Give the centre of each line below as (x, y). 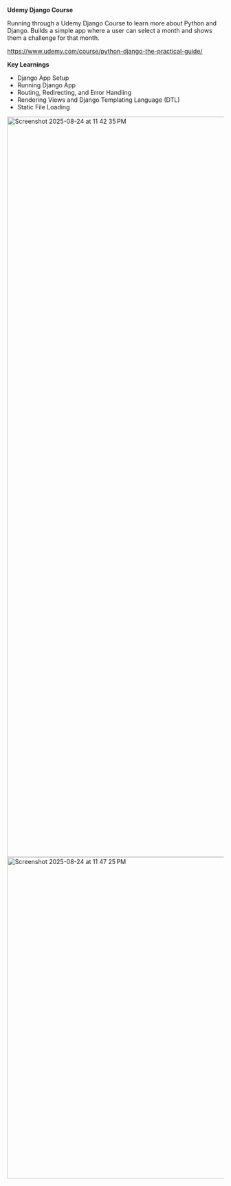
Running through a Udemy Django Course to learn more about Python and (112, 23)
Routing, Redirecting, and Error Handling (74, 93)
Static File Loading (43, 107)
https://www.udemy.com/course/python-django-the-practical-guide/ (105, 51)
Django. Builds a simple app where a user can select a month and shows (110, 31)
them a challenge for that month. (53, 38)
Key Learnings (28, 64)
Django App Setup (43, 78)
